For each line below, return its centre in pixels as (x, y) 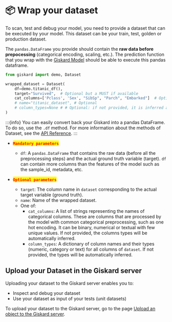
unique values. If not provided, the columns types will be (88, 233)
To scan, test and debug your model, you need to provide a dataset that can (85, 28)
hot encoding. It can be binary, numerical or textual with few (91, 227)
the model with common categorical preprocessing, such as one (96, 222)
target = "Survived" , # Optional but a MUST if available (77, 93)
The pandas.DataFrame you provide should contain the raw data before (79, 49)
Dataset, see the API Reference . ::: (41, 133)
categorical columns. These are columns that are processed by (94, 216)
